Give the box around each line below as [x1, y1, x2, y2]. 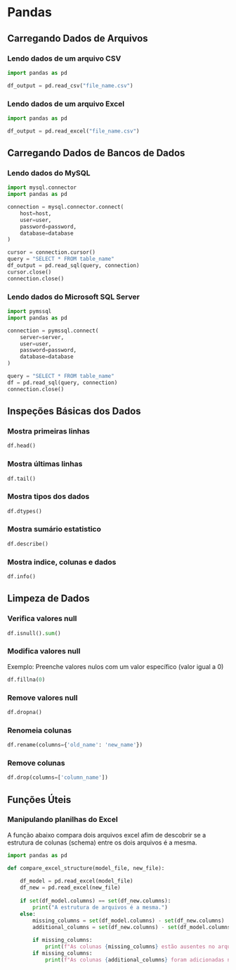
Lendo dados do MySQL [7, 168, 91, 178]
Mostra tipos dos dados [7, 491, 90, 501]
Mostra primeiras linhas [7, 426, 90, 436]
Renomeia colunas [7, 725, 72, 735]
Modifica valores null [7, 646, 81, 656]
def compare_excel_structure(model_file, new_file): [7, 864, 165, 871]
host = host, [20, 209, 52, 217]
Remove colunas [7, 758, 65, 768]
